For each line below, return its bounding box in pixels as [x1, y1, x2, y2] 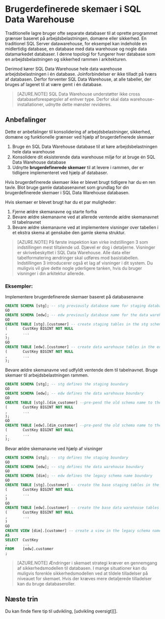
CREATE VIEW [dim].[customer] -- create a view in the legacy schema [5, 528, 151, 533]
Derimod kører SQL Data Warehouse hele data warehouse [5, 65, 122, 72]
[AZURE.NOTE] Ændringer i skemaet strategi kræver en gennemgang [17, 560, 158, 566]
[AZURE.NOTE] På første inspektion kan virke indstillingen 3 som [17, 239, 148, 245]
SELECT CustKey [5, 537, 38, 542]
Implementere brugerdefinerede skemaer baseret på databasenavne [5, 294, 144, 300]
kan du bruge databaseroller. [17, 581, 76, 587]
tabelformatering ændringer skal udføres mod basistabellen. [17, 255, 139, 261]
